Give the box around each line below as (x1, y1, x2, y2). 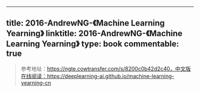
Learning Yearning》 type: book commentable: (6, 39, 180, 49)
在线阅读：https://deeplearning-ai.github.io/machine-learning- (20, 72, 174, 80)
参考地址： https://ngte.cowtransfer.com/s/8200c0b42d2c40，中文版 (20, 65, 192, 72)
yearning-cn (20, 79, 52, 86)
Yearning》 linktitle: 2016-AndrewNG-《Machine (6, 28, 183, 39)
